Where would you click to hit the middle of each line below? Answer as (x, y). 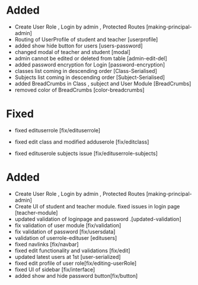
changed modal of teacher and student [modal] (72, 52)
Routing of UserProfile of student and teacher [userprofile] (86, 39)
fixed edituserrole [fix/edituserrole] (58, 130)
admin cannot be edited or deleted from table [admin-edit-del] (91, 58)
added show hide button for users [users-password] (79, 46)
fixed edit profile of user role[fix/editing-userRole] (76, 263)
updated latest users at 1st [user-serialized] (68, 256)
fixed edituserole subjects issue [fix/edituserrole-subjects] (86, 153)
